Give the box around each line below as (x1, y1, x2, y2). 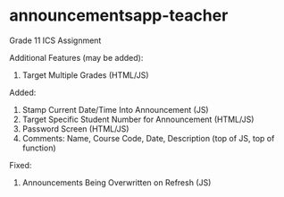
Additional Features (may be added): (9, 52, 144, 63)
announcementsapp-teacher (9, 5, 229, 26)
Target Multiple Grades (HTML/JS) (21, 69, 149, 81)
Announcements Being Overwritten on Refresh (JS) (21, 176, 212, 188)
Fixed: (9, 159, 32, 170)
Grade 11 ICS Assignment (9, 35, 102, 46)
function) (21, 142, 56, 153)
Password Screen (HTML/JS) (21, 123, 129, 134)
